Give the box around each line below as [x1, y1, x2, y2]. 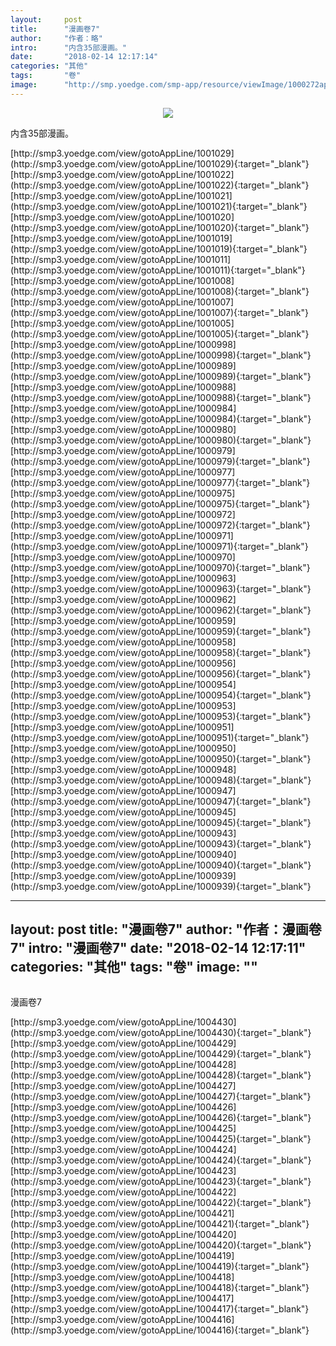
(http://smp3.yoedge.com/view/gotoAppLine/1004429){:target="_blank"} [10, 1047, 312, 1060]
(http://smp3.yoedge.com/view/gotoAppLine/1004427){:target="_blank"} [10, 1090, 312, 1102]
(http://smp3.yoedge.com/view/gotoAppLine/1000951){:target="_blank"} [10, 731, 310, 743]
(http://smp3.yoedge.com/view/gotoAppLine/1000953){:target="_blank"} [10, 710, 312, 722]
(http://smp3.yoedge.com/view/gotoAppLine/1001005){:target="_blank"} [10, 327, 310, 340]
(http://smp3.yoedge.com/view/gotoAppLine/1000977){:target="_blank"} [10, 476, 311, 488]
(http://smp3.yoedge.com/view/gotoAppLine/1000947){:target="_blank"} [10, 795, 312, 807]
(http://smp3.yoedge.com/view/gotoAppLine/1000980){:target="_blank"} [10, 434, 312, 446]
